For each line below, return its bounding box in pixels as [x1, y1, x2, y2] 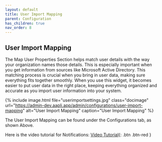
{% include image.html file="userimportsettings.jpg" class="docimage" [5, 97, 149, 103]
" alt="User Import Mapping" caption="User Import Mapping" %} [23, 107, 154, 113]
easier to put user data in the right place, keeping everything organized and [5, 82, 158, 88]
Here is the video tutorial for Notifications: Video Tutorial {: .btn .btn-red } [5, 132, 152, 138]
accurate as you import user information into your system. [5, 88, 122, 94]
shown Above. [5, 122, 34, 128]
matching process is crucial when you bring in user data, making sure [5, 72, 145, 78]
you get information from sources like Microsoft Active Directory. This [5, 67, 146, 72]
